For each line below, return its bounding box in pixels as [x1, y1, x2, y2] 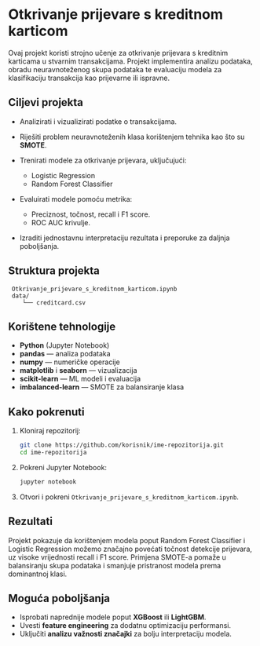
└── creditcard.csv [22, 298, 86, 307]
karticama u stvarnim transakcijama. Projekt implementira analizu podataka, [8, 57, 253, 66]
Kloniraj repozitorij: [19, 426, 81, 436]
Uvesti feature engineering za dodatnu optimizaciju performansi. [19, 621, 232, 630]
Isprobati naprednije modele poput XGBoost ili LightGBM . [19, 612, 207, 622]
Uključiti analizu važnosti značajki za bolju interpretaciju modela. [19, 630, 232, 639]
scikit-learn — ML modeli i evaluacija [19, 374, 141, 384]
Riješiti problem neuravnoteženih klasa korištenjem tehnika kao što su [19, 132, 245, 141]
